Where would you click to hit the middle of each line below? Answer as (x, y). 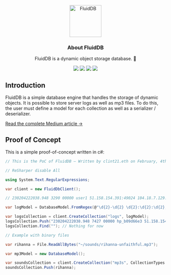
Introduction (25, 85)
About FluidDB (85, 47)
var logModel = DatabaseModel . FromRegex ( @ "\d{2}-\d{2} (65, 207)
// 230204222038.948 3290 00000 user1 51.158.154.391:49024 (70, 198)
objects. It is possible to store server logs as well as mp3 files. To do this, (82, 103)
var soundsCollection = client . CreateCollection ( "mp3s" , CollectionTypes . (86, 263)
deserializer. (18, 114)
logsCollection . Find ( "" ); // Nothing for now (54, 226)
